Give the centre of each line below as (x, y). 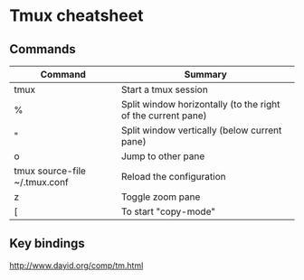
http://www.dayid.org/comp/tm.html (76, 265)
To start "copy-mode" (168, 211)
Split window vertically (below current (201, 130)
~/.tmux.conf (42, 182)
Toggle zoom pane (161, 197)
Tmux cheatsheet (76, 16)
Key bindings (47, 243)
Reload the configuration (173, 177)
